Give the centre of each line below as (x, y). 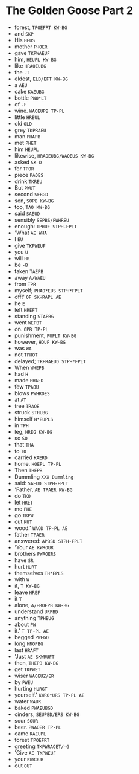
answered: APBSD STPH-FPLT (48, 541)
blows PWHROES (32, 393)
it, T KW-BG (27, 585)
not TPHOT (26, 355)
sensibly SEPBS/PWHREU (42, 220)
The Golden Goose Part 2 (69, 11)
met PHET (25, 143)
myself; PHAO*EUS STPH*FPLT (48, 290)
